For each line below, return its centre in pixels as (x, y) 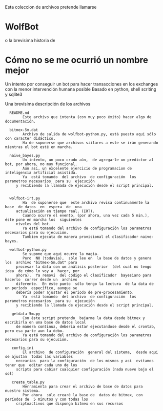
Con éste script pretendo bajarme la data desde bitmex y (84, 318)
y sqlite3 (14, 94)
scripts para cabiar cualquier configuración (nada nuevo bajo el (85, 369)
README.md (19, 113)
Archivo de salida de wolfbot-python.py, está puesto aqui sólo (89, 134)
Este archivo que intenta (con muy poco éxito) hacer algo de (87, 117)
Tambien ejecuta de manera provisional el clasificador (81, 237)
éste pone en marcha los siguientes (43, 219)
